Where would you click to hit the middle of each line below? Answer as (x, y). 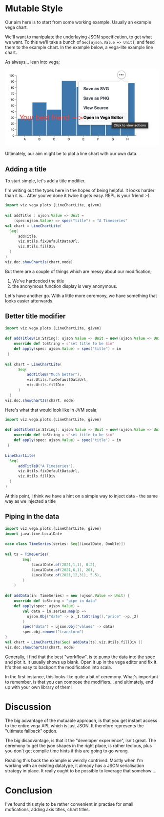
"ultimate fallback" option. (31, 731)
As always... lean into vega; (32, 62)
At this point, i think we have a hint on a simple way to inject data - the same (82, 496)
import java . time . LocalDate (34, 534)
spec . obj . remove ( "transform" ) (53, 632)
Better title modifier (35, 316)
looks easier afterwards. (29, 301)
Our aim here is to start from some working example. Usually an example (78, 22)
